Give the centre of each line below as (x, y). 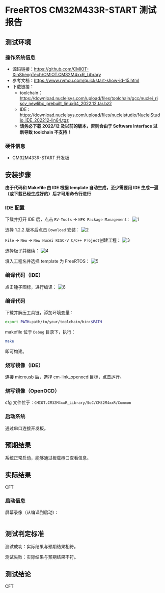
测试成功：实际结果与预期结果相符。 (42, 547)
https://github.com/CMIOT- (61, 69)
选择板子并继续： (22, 251)
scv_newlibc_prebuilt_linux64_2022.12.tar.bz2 (66, 103)
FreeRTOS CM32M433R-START (71, 10)
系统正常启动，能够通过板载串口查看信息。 (48, 458)
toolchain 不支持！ (53, 132)
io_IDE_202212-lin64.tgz (44, 120)
